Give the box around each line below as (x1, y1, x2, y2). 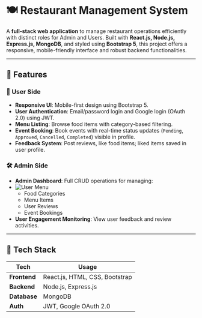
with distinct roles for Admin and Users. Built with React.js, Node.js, (6, 34, 176, 41)
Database (9, 292, 38, 301)
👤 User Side (6, 88, 41, 96)
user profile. (14, 146, 45, 153)
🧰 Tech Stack (6, 245, 57, 255)
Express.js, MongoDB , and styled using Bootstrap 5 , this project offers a (6, 40, 188, 47)
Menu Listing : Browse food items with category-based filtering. (14, 120, 173, 128)
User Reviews (23, 202, 58, 209)
